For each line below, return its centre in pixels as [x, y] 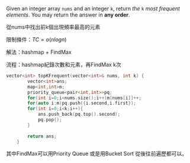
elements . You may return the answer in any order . [68, 15]
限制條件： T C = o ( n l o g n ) [36, 40]
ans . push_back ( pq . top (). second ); [79, 115]
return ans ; [42, 136]
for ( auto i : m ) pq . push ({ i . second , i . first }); [82, 103]
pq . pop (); [50, 120]
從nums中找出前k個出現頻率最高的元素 [53, 27]
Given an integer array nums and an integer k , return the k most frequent [93, 9]
